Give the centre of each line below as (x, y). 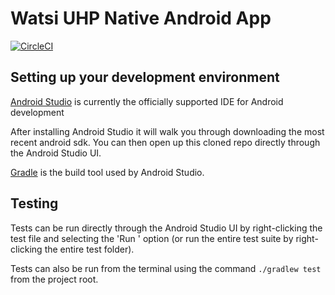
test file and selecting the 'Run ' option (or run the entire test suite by (152, 238)
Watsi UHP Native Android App (141, 18)
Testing (34, 203)
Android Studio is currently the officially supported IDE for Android (147, 101)
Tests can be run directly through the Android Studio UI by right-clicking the (166, 228)
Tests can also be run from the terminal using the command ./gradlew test (166, 268)
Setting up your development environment (145, 77)
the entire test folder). (89, 249)
